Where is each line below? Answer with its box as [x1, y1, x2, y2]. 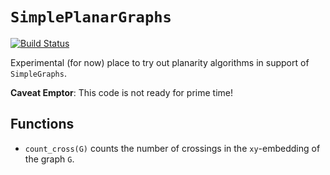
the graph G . [24, 153, 75, 165]
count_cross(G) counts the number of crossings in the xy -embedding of [24, 142, 321, 154]
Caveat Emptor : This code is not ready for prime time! [10, 86, 233, 98]
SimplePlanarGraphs [10, 8, 172, 27]
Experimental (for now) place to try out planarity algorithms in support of [10, 56, 310, 68]
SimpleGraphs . [10, 67, 67, 79]
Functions [10, 116, 75, 133]
